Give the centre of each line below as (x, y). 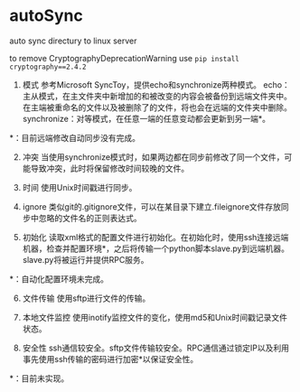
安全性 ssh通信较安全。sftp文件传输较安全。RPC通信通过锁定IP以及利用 (155, 348)
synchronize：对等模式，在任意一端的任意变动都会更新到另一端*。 (146, 118)
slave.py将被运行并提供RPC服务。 (85, 259)
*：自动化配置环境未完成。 (59, 279)
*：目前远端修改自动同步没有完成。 (75, 137)
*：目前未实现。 (39, 378)
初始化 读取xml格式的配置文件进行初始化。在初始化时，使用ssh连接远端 (155, 237)
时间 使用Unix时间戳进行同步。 (80, 187)
